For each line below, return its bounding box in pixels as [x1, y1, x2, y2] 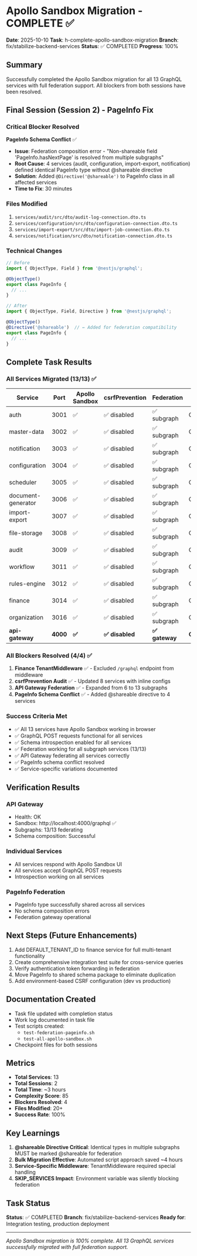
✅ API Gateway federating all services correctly [14, 752, 130, 759]
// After [6, 303, 28, 309]
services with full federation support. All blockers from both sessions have [6, 82, 186, 89]
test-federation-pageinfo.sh [23, 1029, 95, 1036]
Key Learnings [6, 1128, 60, 1138]
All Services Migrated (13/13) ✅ [6, 375, 97, 383]
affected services [14, 179, 57, 186]
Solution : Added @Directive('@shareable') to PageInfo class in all [14, 173, 175, 180]
